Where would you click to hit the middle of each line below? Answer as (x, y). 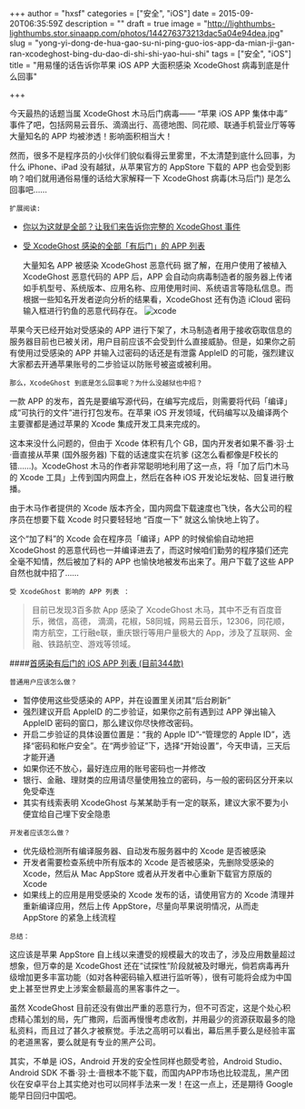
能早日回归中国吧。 (45, 1095)
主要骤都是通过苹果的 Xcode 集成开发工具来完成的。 (108, 424)
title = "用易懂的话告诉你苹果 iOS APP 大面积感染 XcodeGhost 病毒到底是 (146, 65)
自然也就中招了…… (44, 573)
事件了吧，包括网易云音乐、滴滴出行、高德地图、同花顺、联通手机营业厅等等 (152, 125)
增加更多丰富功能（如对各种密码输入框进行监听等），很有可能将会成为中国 (154, 977)
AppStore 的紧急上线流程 (69, 917)
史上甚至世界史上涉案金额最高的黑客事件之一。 (97, 988)
